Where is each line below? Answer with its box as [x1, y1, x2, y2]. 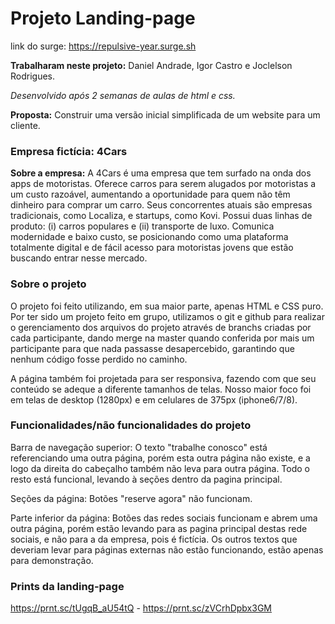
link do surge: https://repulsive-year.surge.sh [10, 40, 197, 52]
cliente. [10, 119, 41, 131]
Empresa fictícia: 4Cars [10, 144, 128, 158]
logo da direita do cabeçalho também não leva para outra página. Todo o [10, 462, 311, 474]
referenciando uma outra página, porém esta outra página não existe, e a [10, 452, 311, 464]
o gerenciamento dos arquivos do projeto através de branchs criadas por [10, 321, 312, 333]
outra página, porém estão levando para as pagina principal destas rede [10, 522, 308, 534]
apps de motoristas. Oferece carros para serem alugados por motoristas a [10, 178, 317, 190]
